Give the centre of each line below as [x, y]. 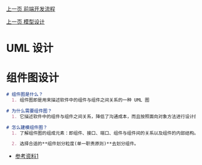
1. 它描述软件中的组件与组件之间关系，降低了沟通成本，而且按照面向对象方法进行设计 [103, 116]
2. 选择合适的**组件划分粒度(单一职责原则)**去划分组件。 [75, 144]
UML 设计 [30, 48]
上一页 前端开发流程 [31, 9]
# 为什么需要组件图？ [29, 111]
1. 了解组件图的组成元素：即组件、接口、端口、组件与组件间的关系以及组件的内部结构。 [105, 133]
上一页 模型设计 [26, 22]
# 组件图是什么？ [25, 95]
